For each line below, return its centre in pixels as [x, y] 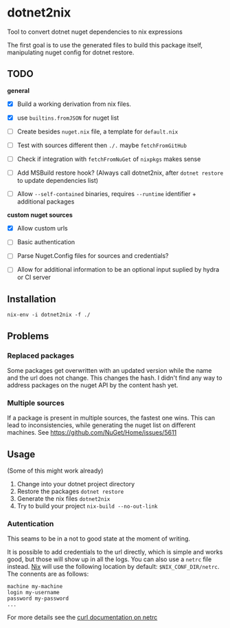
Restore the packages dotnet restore [70, 491]
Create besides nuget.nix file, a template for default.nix [97, 131]
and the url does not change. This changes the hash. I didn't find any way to [115, 378]
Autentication [31, 523]
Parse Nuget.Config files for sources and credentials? [93, 256]
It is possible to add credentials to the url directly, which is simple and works [115, 552]
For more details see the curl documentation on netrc [82, 618]
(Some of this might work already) [55, 471]
